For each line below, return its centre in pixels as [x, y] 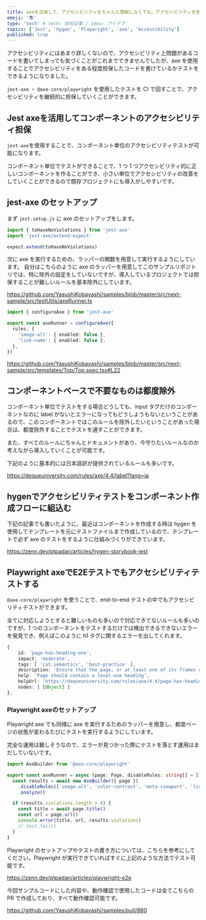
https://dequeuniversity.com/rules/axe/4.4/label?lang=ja [78, 476]
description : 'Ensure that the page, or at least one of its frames [107, 670]
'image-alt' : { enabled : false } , [62, 335]
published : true [28, 35]
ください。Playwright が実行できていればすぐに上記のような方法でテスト [99, 857]
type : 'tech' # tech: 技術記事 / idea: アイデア [66, 23]
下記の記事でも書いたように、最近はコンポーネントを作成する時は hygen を [102, 524]
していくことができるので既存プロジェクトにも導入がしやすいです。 [92, 181]
